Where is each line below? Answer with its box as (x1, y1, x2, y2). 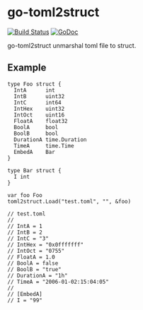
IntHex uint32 (13, 105, 65, 112)
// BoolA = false (7, 259, 59, 267)
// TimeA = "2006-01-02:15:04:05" (7, 278, 110, 285)
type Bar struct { (7, 167, 62, 174)
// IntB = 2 (7, 229, 42, 236)
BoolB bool (13, 130, 59, 137)
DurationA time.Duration (13, 136, 87, 143)
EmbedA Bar (13, 148, 55, 155)
